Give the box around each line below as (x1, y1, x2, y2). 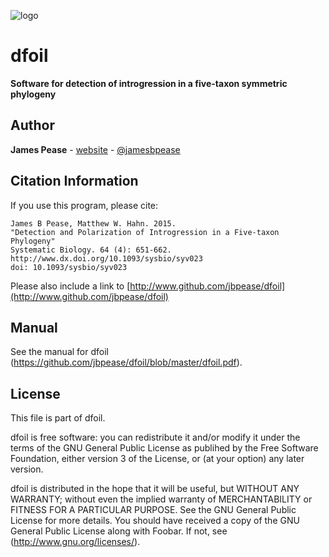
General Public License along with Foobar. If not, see (10, 525, 228, 537)
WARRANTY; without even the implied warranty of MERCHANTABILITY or (10, 493, 313, 505)
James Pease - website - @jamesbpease (10, 143, 181, 155)
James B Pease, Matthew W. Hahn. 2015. (10, 218, 177, 229)
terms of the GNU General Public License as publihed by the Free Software (10, 442, 319, 454)
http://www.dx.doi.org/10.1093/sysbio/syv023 (10, 253, 203, 264)
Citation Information (10, 173, 139, 190)
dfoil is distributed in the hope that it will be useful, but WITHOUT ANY (10, 483, 300, 495)
